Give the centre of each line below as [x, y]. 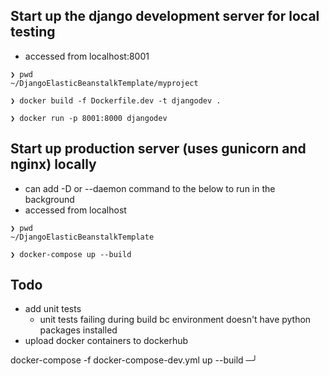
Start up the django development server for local [165, 16]
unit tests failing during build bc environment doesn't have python [175, 320]
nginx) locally [53, 164]
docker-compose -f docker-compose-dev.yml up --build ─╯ [134, 360]
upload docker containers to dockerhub [106, 341]
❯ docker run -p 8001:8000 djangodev [89, 118]
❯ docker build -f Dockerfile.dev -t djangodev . [116, 100]
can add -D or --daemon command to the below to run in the [150, 188]
